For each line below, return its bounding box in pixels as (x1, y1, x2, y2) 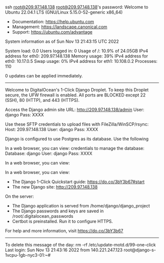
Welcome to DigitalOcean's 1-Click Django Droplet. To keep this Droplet (5, 87, 149, 93)
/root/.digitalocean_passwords (12, 213, 74, 219)
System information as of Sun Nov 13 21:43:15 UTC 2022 (5, 38, 119, 44)
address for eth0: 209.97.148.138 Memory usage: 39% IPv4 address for (5, 53, 148, 59)
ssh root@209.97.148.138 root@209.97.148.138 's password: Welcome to (5, 4, 149, 10)
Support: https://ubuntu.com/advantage (12, 29, 93, 35)
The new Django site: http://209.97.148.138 (12, 184, 98, 189)
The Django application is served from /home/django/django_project (12, 203, 150, 208)
